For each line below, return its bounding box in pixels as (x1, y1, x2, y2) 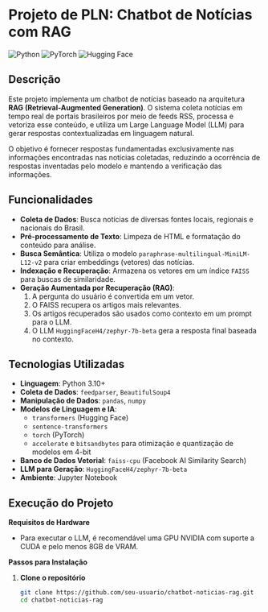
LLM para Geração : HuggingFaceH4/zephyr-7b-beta (19, 465, 188, 474)
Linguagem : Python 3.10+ (19, 378, 106, 388)
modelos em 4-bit (31, 447, 91, 457)
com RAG (8, 23, 71, 41)
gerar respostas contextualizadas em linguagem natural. (8, 128, 195, 138)
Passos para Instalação (8, 557, 88, 567)
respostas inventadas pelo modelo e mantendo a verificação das (8, 161, 222, 171)
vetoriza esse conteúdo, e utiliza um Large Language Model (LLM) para (8, 119, 245, 130)
